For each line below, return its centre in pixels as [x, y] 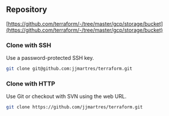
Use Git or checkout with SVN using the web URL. [66, 97]
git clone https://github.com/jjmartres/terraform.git [75, 107]
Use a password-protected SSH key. [50, 58]
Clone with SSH [29, 45]
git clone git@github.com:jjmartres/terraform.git [69, 69]
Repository [27, 10]
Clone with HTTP [31, 83]
